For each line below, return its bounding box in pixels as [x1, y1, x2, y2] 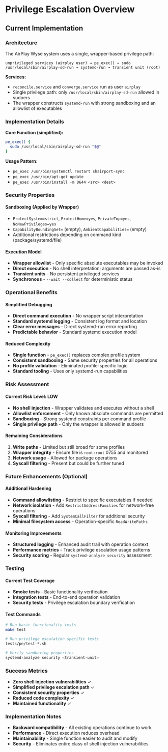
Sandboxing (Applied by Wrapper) [5, 204, 79, 210]
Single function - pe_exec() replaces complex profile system [12, 352, 141, 358]
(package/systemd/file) [12, 237, 62, 243]
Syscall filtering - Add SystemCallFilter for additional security [12, 513, 145, 519]
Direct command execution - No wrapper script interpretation [12, 313, 144, 319]
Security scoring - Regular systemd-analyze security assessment [12, 552, 152, 558]
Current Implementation [5, 24, 83, 33]
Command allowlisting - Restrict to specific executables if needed [12, 497, 153, 503]
